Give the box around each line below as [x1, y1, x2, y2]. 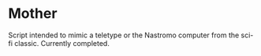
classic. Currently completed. [14, 38, 110, 47]
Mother [8, 5, 58, 23]
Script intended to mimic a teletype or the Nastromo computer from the [8, 30, 240, 40]
